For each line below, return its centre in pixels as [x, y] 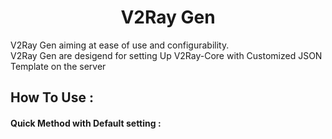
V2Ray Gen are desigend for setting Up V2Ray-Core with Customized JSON [166, 55]
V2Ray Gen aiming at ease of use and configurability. [120, 45]
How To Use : [52, 97]
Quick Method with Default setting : [86, 123]
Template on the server [58, 66]
